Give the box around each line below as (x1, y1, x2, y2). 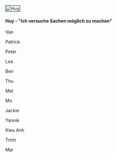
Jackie (5, 107, 19, 113)
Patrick (5, 39, 20, 45)
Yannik (5, 117, 19, 124)
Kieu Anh (5, 127, 24, 133)
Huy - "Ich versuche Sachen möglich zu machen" (5, 18, 112, 24)
